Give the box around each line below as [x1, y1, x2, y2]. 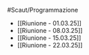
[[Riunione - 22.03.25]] [17, 41, 83, 49]
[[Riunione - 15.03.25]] [17, 34, 81, 42]
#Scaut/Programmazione [7, 6, 79, 14]
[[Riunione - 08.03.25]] [17, 27, 83, 34]
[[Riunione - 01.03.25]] [17, 19, 81, 27]
